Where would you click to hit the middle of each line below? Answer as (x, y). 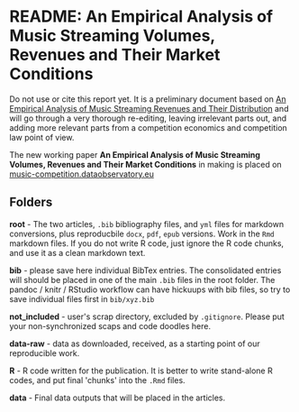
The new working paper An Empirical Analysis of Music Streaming (135, 154)
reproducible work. (45, 352)
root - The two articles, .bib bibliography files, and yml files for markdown (147, 224)
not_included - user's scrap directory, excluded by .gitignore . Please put (147, 316)
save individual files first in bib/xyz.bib (82, 298)
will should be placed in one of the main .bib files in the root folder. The (142, 279)
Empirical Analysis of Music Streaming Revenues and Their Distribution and (149, 108)
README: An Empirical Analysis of (141, 17)
